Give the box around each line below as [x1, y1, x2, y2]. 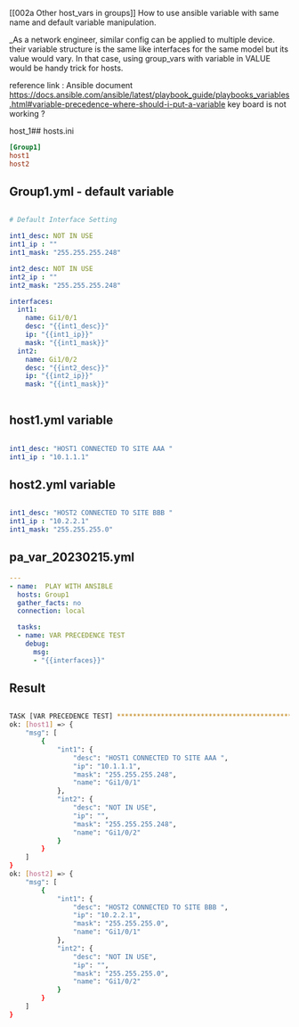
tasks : [17, 623, 42, 632]
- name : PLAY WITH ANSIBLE [9, 581, 114, 591]
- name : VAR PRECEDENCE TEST [17, 631, 125, 640]
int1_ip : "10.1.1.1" [9, 452, 90, 462]
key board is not [227, 99, 287, 110]
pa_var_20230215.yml [9, 550, 135, 565]
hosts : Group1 [17, 590, 69, 599]
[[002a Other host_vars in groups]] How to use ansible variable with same [9, 8, 279, 18]
